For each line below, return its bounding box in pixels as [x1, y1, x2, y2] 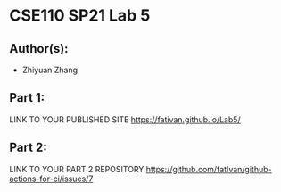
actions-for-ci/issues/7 [9, 173, 94, 184]
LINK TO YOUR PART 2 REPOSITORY [9, 163, 145, 174]
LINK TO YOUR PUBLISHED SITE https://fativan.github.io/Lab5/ [9, 113, 241, 125]
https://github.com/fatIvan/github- [145, 163, 272, 174]
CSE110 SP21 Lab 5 [9, 5, 151, 26]
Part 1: [9, 90, 45, 105]
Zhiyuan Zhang [21, 64, 79, 75]
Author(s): [9, 41, 69, 56]
